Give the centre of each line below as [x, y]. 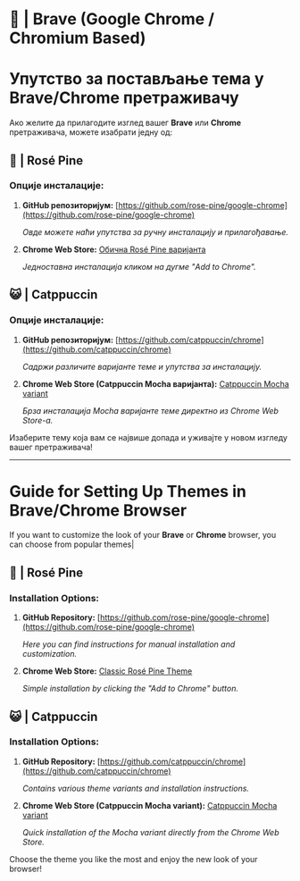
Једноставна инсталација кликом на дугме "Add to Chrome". [139, 266]
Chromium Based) [78, 38]
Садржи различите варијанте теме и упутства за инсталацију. [142, 366]
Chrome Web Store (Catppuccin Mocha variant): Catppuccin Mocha [150, 805]
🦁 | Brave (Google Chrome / [112, 19]
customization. [50, 654]
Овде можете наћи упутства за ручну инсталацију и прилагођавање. [155, 231]
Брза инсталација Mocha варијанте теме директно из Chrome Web [150, 410]
